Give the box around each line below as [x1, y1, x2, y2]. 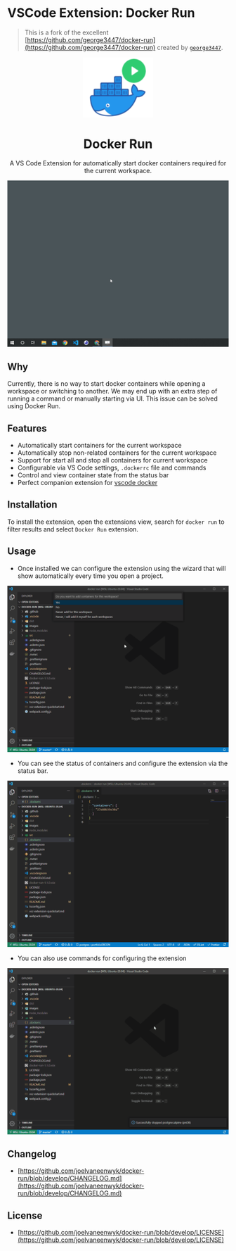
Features [7, 422, 47, 434]
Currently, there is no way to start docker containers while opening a [7, 379, 206, 388]
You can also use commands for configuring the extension [17, 954, 187, 962]
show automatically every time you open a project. [17, 572, 164, 580]
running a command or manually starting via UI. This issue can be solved [7, 394, 218, 403]
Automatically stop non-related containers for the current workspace [17, 448, 217, 457]
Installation [7, 498, 58, 511]
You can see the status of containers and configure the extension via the [17, 759, 228, 767]
